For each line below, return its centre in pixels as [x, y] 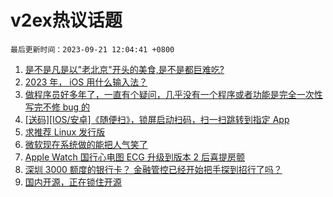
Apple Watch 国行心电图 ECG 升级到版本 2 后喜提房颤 [135, 157]
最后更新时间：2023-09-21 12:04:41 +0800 [92, 49]
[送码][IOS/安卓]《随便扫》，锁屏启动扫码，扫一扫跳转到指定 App [157, 119]
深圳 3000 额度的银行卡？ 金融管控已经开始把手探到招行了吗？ [153, 169]
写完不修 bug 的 [57, 107]
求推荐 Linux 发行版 [65, 132]
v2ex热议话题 [66, 20]
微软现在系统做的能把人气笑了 [86, 144]
